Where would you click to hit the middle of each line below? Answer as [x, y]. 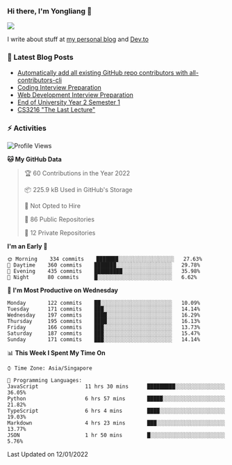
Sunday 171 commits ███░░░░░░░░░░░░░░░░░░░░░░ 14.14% [103, 339]
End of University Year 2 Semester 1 [68, 102]
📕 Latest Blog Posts [41, 57]
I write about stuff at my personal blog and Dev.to [78, 39]
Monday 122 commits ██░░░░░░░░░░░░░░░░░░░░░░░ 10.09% [103, 303]
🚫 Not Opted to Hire [52, 205]
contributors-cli [40, 80]
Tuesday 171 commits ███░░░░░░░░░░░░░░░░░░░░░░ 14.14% [103, 309]
